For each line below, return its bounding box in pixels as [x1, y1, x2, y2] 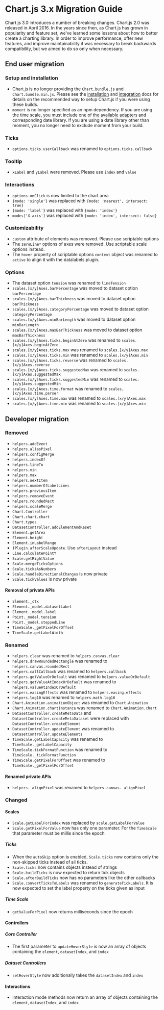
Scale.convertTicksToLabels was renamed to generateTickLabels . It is [12, 880, 153, 886]
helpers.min [12, 467, 37, 472]
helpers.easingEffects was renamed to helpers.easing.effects [12, 689, 142, 695]
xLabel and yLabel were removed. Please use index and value [12, 169, 137, 175]
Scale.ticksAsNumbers [12, 567, 56, 571]
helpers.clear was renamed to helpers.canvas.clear [12, 653, 120, 659]
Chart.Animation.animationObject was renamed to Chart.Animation [12, 700, 148, 706]
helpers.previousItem [12, 488, 56, 493]
